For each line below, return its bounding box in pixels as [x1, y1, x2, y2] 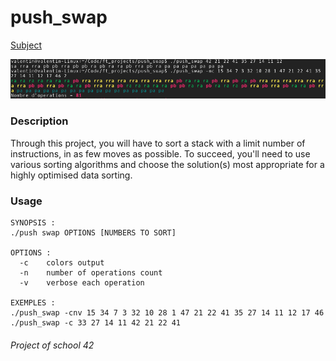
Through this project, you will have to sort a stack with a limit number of [10, 137, 306, 149]
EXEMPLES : [10, 298, 56, 308]
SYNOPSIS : [10, 218, 56, 228]
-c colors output [19, 258, 105, 268]
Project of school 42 [10, 339, 95, 351]
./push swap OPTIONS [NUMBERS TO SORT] [10, 228, 177, 238]
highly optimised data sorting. [10, 169, 133, 181]
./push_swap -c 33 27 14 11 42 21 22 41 [10, 318, 182, 328]
